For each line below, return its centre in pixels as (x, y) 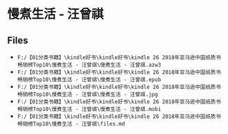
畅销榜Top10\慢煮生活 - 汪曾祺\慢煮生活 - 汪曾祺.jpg (87, 94)
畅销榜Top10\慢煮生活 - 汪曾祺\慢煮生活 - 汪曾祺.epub (89, 80)
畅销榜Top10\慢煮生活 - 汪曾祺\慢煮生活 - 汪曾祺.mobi (89, 109)
